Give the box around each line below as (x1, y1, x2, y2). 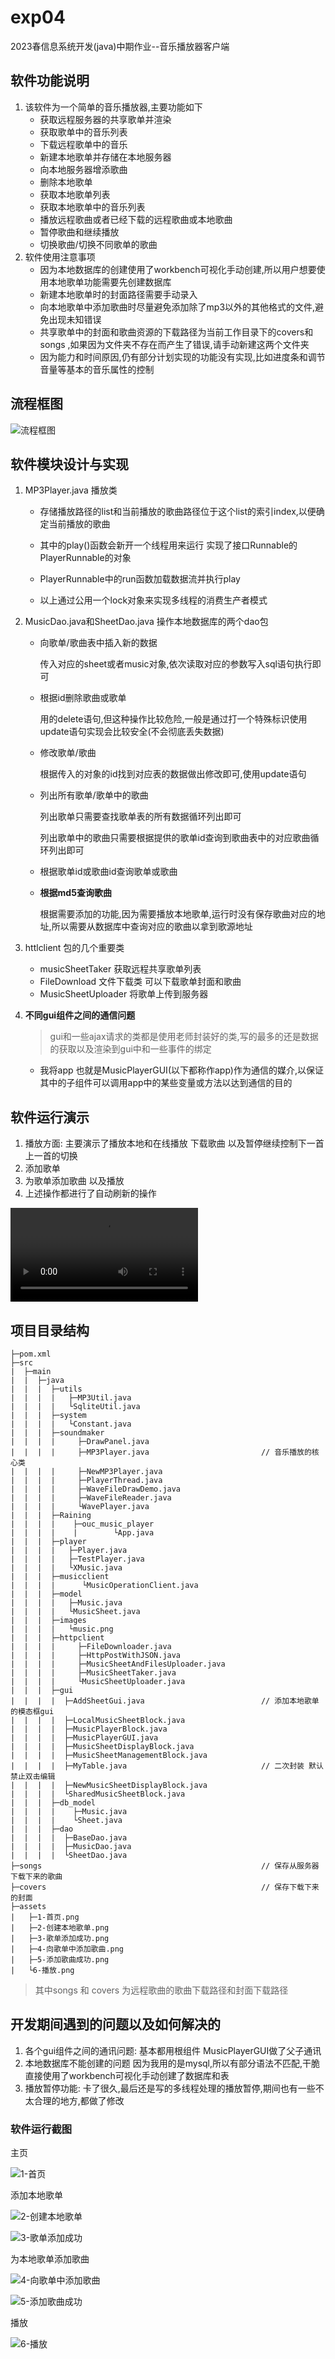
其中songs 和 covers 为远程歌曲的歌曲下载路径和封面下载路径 (34, 1984, 289, 1996)
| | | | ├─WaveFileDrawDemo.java (10, 1484, 182, 1494)
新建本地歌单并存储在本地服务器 (39, 151, 172, 163)
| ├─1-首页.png (10, 1912, 80, 1922)
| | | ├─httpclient (10, 1633, 105, 1643)
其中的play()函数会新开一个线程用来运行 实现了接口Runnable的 (39, 539, 298, 551)
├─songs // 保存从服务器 (10, 1861, 320, 1871)
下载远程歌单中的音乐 (39, 138, 128, 150)
